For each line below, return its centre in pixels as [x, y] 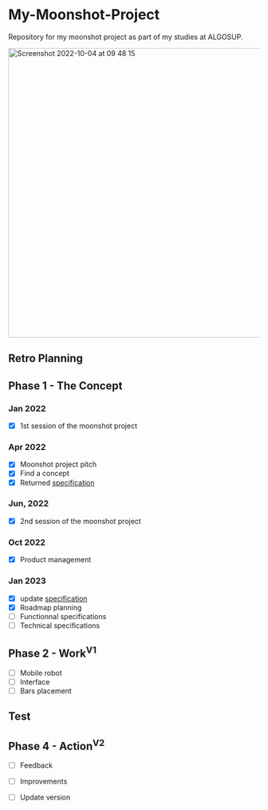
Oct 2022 [27, 542]
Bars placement [45, 691]
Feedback [36, 765]
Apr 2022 [27, 447]
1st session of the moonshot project [79, 426]
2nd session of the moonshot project [80, 521]
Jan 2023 [27, 581]
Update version [45, 797]
